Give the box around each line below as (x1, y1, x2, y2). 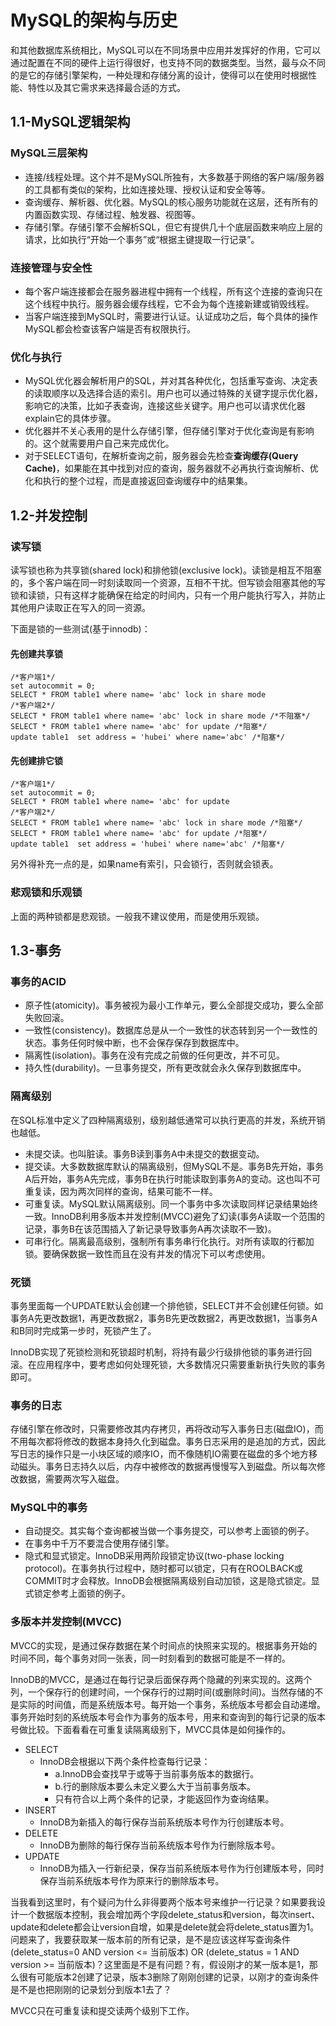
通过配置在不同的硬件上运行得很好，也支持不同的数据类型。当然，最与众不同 (10, 56, 326, 68)
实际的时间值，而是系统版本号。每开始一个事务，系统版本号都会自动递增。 (18, 1698, 326, 1710)
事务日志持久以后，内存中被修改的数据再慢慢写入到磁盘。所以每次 (44, 1461, 317, 1473)
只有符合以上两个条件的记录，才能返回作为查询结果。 (54, 1792, 275, 1805)
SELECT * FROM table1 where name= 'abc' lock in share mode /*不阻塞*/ (10, 711, 311, 721)
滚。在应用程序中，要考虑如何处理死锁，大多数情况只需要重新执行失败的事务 (10, 1358, 326, 1370)
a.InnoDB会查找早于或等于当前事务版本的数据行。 (54, 1767, 260, 1780)
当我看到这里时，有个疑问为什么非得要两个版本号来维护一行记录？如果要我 (10, 1896, 317, 1908)
